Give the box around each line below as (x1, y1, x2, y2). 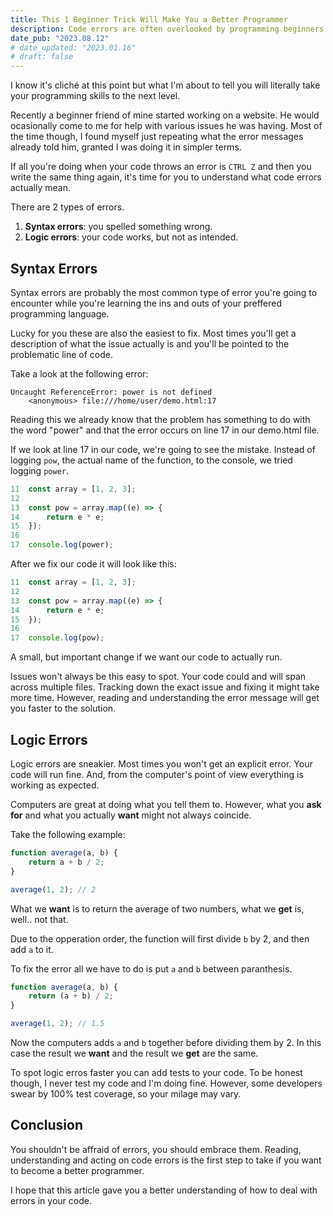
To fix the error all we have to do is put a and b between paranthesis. (10, 962, 293, 975)
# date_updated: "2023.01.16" (10, 42, 137, 53)
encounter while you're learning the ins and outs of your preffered (10, 297, 283, 309)
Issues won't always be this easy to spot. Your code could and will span (10, 671, 307, 683)
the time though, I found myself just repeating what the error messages (10, 131, 304, 143)
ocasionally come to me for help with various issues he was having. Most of (10, 120, 323, 132)
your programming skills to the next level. (10, 90, 181, 102)
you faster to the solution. (10, 702, 117, 715)
